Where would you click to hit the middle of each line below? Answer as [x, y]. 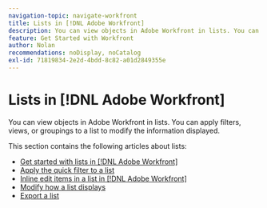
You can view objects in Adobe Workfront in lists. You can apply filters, [125, 122]
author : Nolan [32, 46]
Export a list [40, 195]
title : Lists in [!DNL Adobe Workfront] [77, 23]
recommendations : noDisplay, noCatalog [75, 53]
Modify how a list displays [63, 187]
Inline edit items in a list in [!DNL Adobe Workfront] [104, 178]
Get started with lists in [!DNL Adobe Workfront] [99, 162]
